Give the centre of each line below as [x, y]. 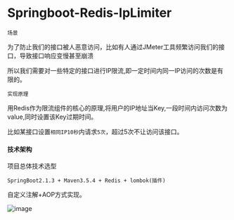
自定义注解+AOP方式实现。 [47, 195]
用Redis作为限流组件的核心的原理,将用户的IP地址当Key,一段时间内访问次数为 [118, 108]
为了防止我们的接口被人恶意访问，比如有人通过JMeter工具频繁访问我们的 [113, 46]
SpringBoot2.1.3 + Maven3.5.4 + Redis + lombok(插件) [87, 181]
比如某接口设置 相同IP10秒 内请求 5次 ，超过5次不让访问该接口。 [95, 131]
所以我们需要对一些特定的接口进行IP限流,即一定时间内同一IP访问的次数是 [112, 70]
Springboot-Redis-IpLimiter [90, 13]
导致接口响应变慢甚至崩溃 [56, 56]
